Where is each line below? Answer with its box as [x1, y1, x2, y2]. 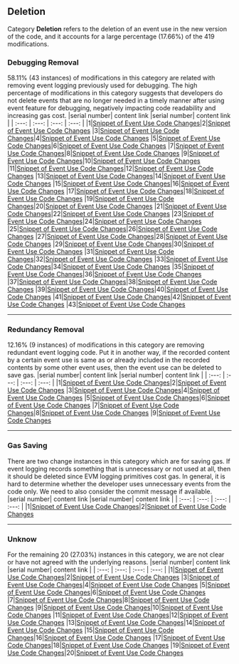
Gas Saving [7, 441, 48, 451]
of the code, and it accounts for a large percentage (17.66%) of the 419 [7, 32, 215, 41]
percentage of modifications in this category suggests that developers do [7, 89, 223, 97]
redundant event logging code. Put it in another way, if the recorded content [7, 348, 230, 357]
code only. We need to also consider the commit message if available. [7, 487, 213, 496]
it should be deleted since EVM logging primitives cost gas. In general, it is [7, 472, 225, 481]
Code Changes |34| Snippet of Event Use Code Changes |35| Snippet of [7, 262, 215, 271]
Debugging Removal [7, 57, 80, 67]
